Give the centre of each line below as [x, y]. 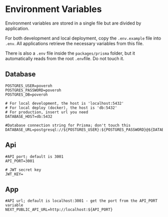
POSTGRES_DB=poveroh [27, 94]
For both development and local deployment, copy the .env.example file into [83, 38]
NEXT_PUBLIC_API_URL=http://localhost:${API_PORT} [59, 210]
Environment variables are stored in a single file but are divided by [73, 23]
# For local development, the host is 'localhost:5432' [64, 103]
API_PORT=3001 [20, 161]
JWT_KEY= [14, 174]
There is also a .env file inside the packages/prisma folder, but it [70, 53]
